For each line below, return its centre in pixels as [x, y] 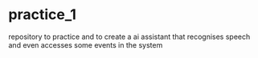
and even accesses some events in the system [86, 44]
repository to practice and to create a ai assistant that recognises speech [129, 37]
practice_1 [42, 15]
